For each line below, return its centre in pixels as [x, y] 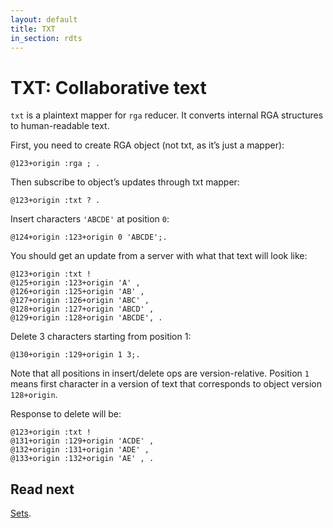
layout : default [44, 19]
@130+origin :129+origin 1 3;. [75, 355]
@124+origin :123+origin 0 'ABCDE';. [89, 237]
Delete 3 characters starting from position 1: [101, 337]
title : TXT [33, 29]
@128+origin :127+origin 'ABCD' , [82, 309]
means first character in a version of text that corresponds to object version [166, 384]
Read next [42, 489]
